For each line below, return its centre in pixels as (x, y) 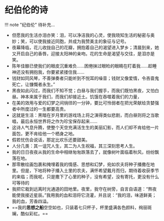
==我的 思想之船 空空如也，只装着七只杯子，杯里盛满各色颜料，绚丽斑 (82, 207)
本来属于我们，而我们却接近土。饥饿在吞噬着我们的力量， (83, 96)
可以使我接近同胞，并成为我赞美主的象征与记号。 (79, 41)
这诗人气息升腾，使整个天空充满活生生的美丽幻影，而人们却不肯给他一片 (85, 127)
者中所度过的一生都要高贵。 (40, 109)
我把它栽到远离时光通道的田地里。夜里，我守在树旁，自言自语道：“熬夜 (84, 189)
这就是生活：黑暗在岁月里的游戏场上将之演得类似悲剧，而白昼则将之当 (83, 115)
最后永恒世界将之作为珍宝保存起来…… (59, 121)
